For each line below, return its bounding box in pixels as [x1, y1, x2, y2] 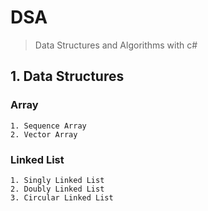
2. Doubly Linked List [10, 184, 105, 194]
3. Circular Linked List [10, 192, 114, 203]
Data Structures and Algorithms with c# [34, 39, 198, 51]
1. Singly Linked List [10, 175, 105, 185]
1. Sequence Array [10, 121, 87, 131]
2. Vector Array [10, 129, 78, 140]
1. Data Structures [10, 68, 125, 85]
